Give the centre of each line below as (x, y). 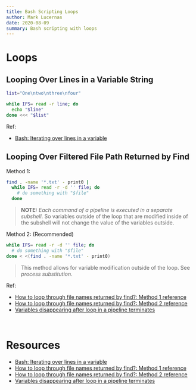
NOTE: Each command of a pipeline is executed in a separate (97, 210)
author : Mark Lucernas (34, 17)
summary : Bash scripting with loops (52, 28)
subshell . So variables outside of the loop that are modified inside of (105, 216)
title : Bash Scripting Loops (42, 12)
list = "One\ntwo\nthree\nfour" (44, 93)
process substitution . (46, 274)
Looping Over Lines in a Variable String (80, 79)
